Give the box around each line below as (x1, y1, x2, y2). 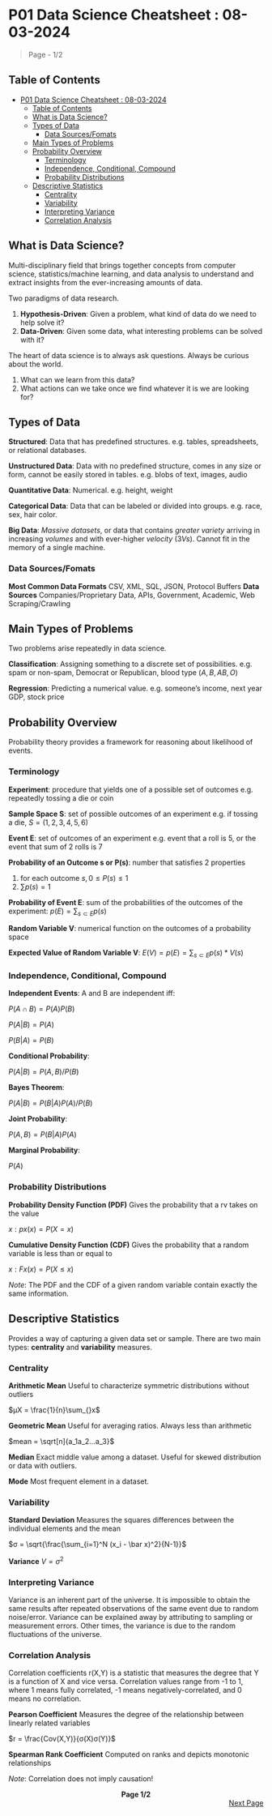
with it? (19, 335, 45, 344)
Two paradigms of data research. (8, 293, 120, 303)
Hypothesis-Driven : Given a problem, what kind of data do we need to (19, 309, 257, 318)
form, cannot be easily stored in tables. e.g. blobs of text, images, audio (8, 470, 249, 480)
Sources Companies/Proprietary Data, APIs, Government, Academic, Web (8, 590, 255, 600)
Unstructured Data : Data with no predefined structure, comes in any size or (8, 461, 261, 471)
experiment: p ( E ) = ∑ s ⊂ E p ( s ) (8, 906, 107, 917)
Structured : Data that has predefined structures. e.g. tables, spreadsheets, (8, 437, 259, 447)
